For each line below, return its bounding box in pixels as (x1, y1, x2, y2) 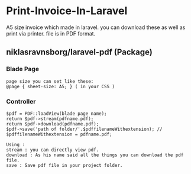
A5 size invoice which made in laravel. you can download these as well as (6, 24, 186, 31)
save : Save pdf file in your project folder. (6, 162, 123, 168)
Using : (6, 141, 25, 147)
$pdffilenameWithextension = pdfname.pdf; (6, 131, 112, 137)
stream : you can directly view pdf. (6, 147, 99, 153)
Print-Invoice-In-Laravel (6, 4, 128, 18)
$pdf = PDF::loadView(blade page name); (6, 111, 108, 117)
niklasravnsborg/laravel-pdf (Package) (6, 47, 153, 57)
